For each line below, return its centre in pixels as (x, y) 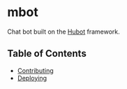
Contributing (35, 70)
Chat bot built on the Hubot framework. (63, 32)
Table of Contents (47, 54)
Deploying (32, 78)
